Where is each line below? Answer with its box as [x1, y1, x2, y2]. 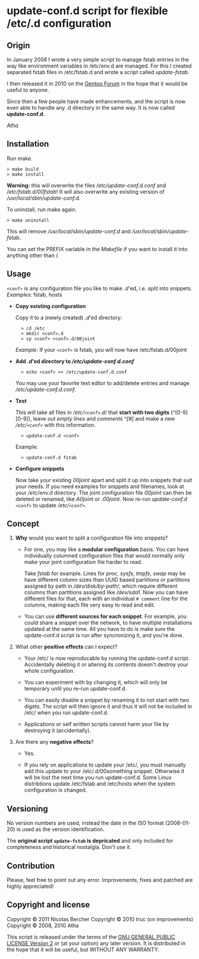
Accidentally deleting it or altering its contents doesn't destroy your [24, 661, 189, 668]
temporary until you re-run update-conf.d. [24, 685, 127, 692]
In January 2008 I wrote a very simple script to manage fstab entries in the [7, 56, 189, 63]
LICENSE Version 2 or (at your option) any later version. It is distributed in [7, 939, 186, 947]
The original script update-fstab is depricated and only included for [7, 837, 174, 845]
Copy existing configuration [15, 302, 86, 309]
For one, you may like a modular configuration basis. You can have [24, 546, 189, 553]
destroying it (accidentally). [24, 727, 91, 734]
